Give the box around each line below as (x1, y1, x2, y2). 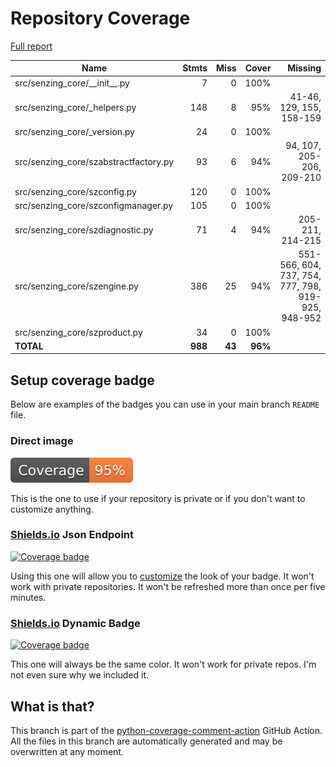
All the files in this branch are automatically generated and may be (10, 735, 283, 747)
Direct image (10, 434, 74, 448)
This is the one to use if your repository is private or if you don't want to (10, 492, 306, 504)
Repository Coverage (10, 7, 191, 30)
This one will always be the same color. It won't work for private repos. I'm (10, 658, 317, 671)
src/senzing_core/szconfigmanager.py (14, 199, 174, 211)
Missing (287, 62, 322, 74)
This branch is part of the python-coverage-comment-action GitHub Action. (10, 724, 323, 736)
